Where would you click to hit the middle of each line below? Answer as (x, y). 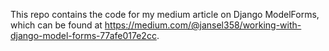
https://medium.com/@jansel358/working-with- (203, 25)
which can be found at (56, 25)
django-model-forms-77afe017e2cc (83, 35)
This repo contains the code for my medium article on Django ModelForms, (165, 14)
